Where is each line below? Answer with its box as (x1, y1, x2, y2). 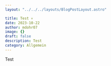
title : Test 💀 (5, 16, 33, 21)
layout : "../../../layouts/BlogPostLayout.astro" (5, 7, 107, 12)
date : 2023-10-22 (5, 20, 40, 25)
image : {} (5, 30, 25, 34)
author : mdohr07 (5, 25, 38, 30)
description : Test (5, 38, 42, 44)
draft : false (5, 34, 31, 39)
